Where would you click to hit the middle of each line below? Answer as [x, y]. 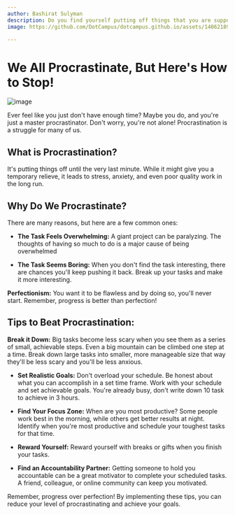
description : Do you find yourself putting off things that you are [109, 20]
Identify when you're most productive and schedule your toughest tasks [121, 426]
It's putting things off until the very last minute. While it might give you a [111, 169]
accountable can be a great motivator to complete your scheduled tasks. [122, 475]
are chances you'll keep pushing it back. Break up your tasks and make [120, 272]
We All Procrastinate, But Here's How [117, 68]
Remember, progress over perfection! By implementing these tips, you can [114, 496]
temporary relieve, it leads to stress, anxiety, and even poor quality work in [115, 176]
